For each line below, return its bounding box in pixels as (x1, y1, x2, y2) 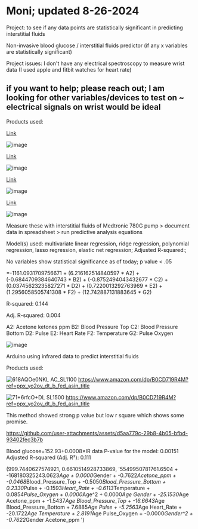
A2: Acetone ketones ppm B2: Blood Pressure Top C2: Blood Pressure (6, 323, 178, 330)
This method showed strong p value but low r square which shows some (6, 411, 184, 419)
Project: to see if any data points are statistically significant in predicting (6, 24, 183, 31)
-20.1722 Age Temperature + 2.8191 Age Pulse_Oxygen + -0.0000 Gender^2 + (6, 509, 193, 517)
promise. (6, 418, 28, 425)
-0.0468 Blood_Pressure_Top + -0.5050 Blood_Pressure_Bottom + (6, 478, 166, 485)
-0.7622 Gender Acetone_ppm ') (6, 516, 85, 523)
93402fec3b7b (6, 436, 44, 443)
